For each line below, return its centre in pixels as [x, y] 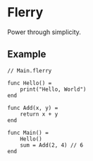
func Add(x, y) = [33, 108]
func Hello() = [30, 83]
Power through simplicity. [44, 32]
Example [27, 54]
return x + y [39, 114]
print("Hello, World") [53, 89]
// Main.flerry [30, 71]
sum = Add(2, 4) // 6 [51, 145]
